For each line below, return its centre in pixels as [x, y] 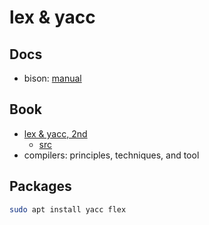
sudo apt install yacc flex [68, 209]
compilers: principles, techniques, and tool [111, 155]
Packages [40, 186]
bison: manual [52, 78]
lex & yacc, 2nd [55, 133]
